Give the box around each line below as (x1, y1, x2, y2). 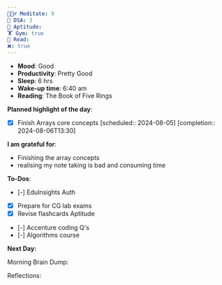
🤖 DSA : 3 (7, 17, 33, 24)
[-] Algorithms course (17, 231, 80, 240)
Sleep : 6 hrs (17, 77, 53, 85)
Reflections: (7, 272, 42, 280)
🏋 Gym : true (7, 29, 44, 37)
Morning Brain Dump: (7, 258, 69, 266)
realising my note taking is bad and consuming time (17, 161, 166, 170)
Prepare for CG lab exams (17, 202, 92, 210)
